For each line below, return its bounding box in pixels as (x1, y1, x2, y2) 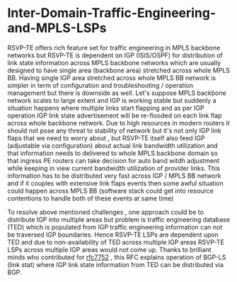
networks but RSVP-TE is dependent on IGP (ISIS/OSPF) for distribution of (7, 51, 223, 60)
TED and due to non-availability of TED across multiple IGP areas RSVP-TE (7, 237, 225, 246)
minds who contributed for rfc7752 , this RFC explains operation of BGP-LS (7, 253, 226, 261)
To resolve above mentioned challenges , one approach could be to (7, 208, 204, 216)
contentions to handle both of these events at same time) (7, 193, 174, 203)
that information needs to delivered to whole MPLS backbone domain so (7, 149, 218, 157)
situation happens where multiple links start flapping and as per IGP (7, 103, 204, 112)
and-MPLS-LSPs (7, 20, 107, 36)
